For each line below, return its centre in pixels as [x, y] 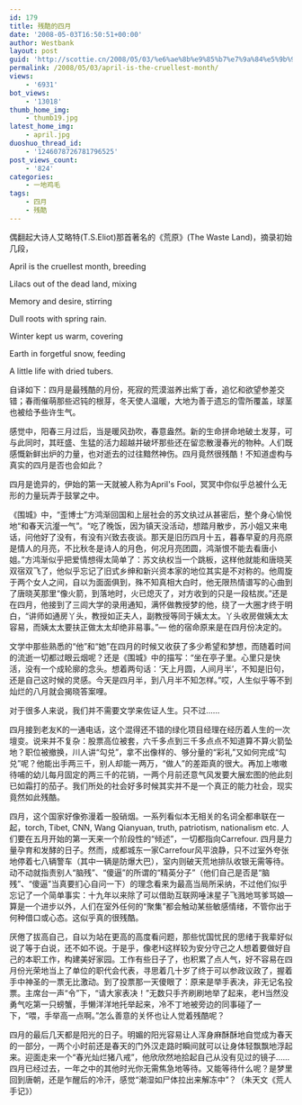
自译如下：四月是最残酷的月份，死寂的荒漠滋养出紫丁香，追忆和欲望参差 [143, 389]
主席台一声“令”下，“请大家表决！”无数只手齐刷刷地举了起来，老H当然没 [157, 992]
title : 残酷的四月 [40, 26]
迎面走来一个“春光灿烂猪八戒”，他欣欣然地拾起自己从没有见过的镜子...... [157, 1057]
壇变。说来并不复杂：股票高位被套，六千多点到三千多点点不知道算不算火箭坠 [151, 740]
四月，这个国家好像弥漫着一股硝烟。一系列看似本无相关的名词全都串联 [139, 816]
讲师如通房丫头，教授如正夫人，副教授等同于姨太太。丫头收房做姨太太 [159, 616]
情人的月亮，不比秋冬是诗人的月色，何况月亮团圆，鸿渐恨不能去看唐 [143, 548]
